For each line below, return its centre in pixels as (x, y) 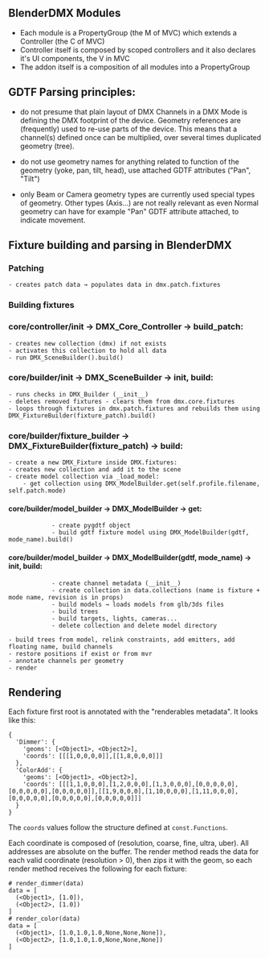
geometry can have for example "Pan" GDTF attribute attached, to (129, 211)
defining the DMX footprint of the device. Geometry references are (130, 120)
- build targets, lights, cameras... (114, 618)
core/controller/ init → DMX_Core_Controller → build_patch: (126, 327)
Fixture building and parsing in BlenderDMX (120, 245)
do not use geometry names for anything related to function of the (129, 161)
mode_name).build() (41, 540)
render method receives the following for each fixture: (98, 869)
